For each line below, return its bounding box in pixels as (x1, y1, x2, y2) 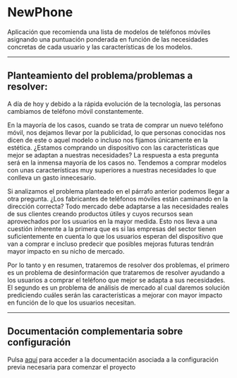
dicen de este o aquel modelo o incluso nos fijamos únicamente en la (7, 136, 208, 144)
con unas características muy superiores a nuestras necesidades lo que (7, 165, 217, 174)
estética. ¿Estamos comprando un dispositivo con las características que (7, 143, 219, 152)
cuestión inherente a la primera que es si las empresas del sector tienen (7, 224, 217, 233)
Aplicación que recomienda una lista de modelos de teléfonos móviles (7, 28, 211, 36)
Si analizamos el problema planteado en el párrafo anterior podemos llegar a (7, 187, 230, 195)
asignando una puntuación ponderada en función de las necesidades (7, 35, 209, 43)
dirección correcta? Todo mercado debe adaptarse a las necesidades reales (7, 202, 229, 211)
